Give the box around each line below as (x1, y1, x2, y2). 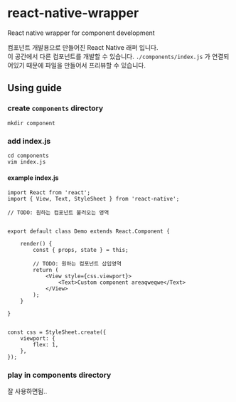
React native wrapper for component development (7, 28, 155, 37)
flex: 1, (33, 342, 59, 349)
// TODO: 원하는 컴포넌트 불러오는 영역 (7, 209, 109, 216)
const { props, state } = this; (33, 247, 129, 254)
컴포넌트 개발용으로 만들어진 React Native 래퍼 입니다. (7, 43, 159, 51)
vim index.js (7, 158, 46, 165)
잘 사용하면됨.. (7, 387, 48, 396)
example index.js (7, 173, 59, 182)
